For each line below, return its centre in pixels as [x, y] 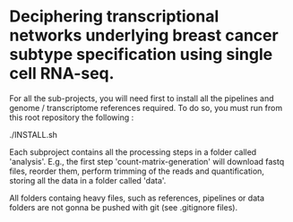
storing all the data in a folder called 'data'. [88, 180]
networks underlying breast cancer [144, 35]
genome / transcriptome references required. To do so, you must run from [146, 107]
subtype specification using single [141, 55]
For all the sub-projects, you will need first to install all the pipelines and [142, 98]
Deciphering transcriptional [114, 17]
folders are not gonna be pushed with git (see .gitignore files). [124, 207]
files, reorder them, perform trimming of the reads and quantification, [137, 171]
